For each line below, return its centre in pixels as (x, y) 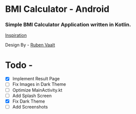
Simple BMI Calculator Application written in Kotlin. (68, 25)
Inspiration (16, 35)
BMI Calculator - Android (57, 9)
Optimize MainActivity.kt (37, 90)
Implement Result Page (36, 79)
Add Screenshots (30, 107)
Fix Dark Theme (29, 101)
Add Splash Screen (32, 96)
